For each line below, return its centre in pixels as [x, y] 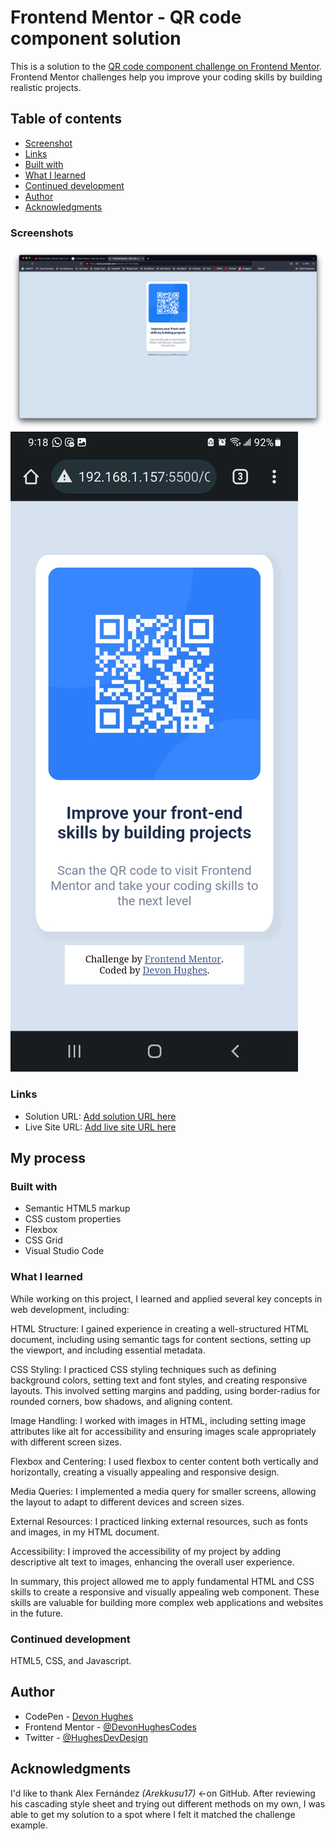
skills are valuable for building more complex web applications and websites [167, 1602]
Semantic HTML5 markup [77, 1208]
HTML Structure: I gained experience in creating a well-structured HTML [160, 1328]
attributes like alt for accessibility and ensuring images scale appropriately [163, 1431]
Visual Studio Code [64, 1251]
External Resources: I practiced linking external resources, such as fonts [159, 1521]
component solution [96, 38]
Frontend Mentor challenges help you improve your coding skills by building [166, 77]
